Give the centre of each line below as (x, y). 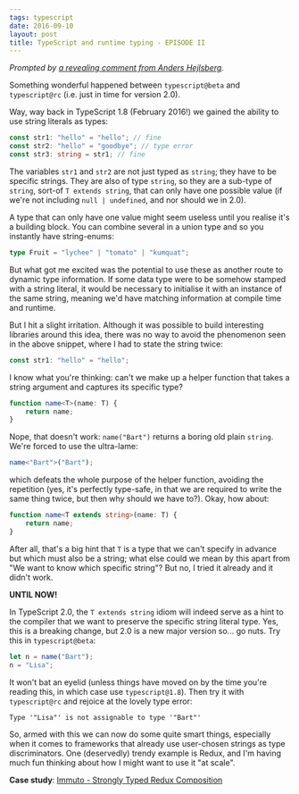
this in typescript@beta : (53, 640)
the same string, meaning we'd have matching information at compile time (145, 298)
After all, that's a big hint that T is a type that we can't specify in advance (143, 548)
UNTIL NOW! (33, 594)
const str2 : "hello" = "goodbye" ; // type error (101, 146)
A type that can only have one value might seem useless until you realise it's (149, 217)
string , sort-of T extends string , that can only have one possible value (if (146, 190)
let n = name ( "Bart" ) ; (51, 656)
